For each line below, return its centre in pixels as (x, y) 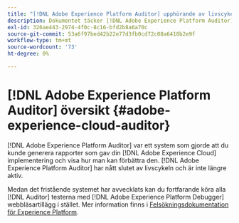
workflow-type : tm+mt (39, 41)
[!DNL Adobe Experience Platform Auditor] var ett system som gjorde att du (118, 145)
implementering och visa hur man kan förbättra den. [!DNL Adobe (103, 160)
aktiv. (15, 175)
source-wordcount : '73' (43, 47)
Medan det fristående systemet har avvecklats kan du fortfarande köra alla (117, 189)
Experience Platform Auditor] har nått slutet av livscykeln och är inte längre (117, 167)
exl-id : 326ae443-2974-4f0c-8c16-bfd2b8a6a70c (78, 27)
